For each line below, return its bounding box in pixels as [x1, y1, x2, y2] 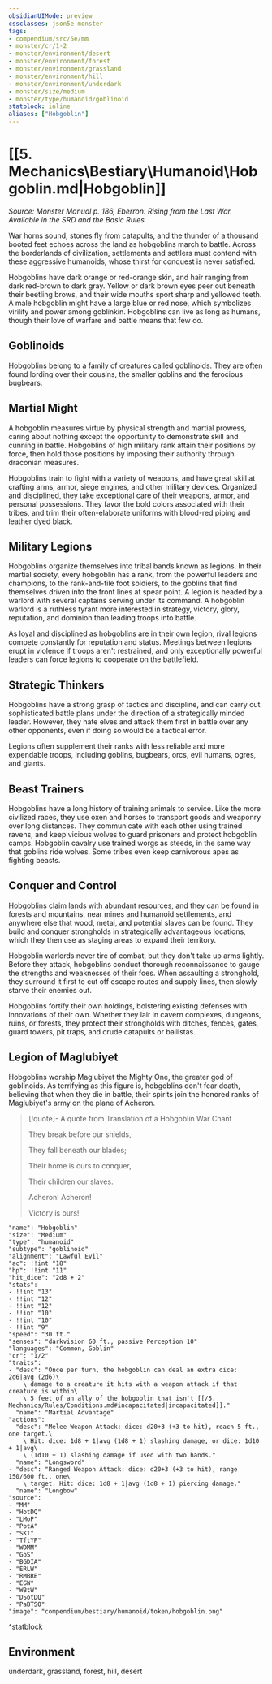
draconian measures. [8, 457, 80, 467]
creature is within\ [8, 1387, 79, 1395]
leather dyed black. [8, 516, 73, 526]
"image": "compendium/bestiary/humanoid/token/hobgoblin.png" [8, 1607, 223, 1616]
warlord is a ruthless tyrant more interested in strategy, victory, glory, [8, 604, 240, 614]
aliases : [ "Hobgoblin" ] [8, 110, 89, 119]
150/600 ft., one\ [8, 1472, 71, 1480]
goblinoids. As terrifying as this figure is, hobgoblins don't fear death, [8, 1081, 241, 1090]
